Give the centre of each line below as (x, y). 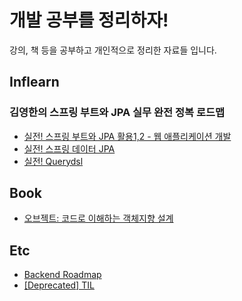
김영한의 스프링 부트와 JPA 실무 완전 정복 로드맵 (117, 113)
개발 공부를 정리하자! (89, 20)
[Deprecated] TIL (59, 285)
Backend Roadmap (62, 275)
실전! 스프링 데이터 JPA (69, 148)
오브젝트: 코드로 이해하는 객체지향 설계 (98, 218)
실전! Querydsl (53, 161)
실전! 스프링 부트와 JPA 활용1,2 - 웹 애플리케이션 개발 (127, 136)
